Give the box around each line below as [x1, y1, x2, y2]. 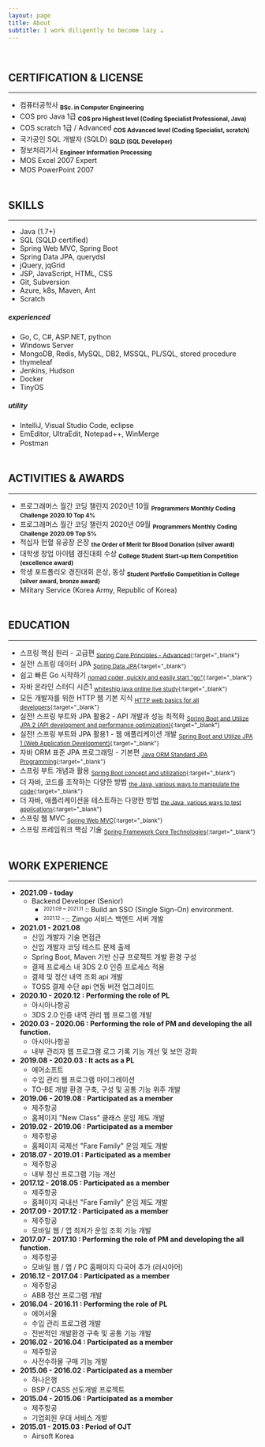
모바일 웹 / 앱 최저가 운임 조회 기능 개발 [31, 1225, 152, 1235]
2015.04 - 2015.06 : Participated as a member [19, 1393, 174, 1403]
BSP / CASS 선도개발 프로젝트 [31, 1384, 125, 1394]
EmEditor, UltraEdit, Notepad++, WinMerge [19, 429, 159, 438]
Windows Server [19, 340, 74, 350]
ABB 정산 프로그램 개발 [31, 1290, 103, 1300]
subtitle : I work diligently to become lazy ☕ [8, 26, 164, 34]
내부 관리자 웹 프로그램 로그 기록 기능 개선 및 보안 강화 [31, 1046, 198, 1056]
